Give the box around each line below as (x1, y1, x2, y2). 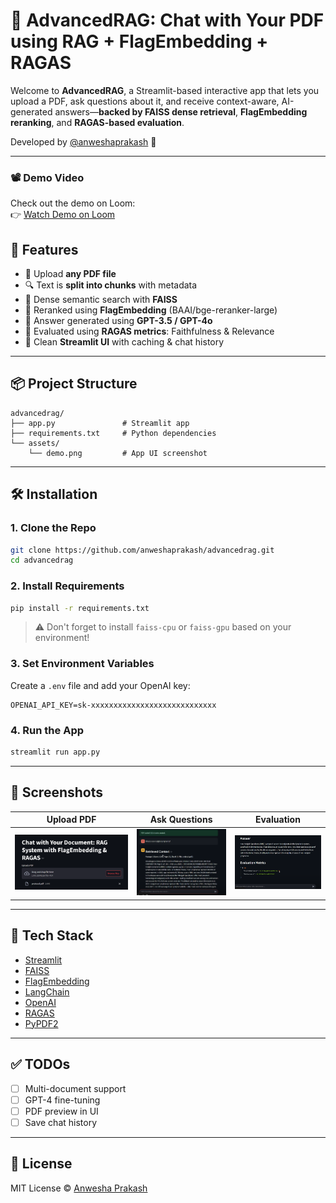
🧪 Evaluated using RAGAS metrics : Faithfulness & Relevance (24, 325, 275, 338)
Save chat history (24, 1116, 98, 1128)
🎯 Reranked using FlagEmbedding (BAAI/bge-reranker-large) (24, 304, 278, 316)
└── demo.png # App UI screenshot (28, 448, 208, 458)
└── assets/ (10, 438, 60, 448)
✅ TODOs (10, 1056, 71, 1073)
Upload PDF (46, 814, 97, 826)
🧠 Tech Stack (10, 927, 94, 944)
